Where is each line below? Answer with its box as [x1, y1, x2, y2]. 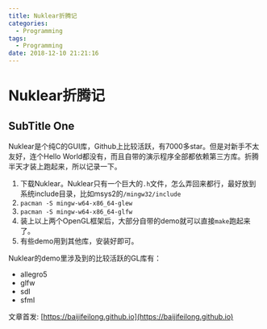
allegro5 [19, 269, 48, 279]
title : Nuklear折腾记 [8, 11, 77, 20]
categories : [8, 19, 48, 27]
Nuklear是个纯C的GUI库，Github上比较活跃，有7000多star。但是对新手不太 [8, 142, 260, 151]
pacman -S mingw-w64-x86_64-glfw [19, 208, 133, 216]
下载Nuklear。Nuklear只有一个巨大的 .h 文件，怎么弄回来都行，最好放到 [19, 179, 257, 188]
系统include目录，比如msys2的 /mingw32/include [19, 189, 181, 198]
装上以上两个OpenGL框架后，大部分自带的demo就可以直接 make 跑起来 [19, 216, 251, 226]
